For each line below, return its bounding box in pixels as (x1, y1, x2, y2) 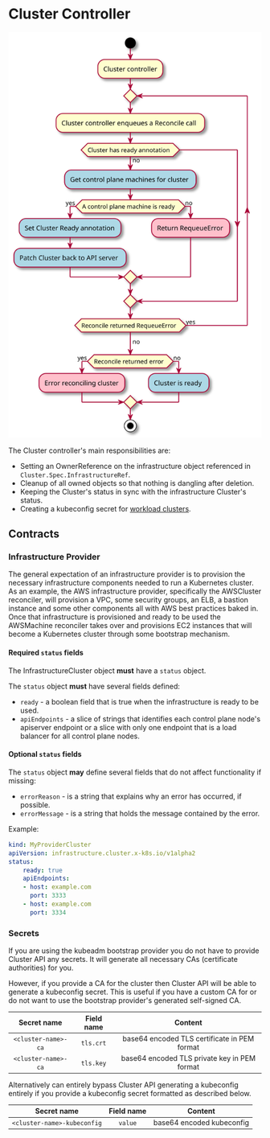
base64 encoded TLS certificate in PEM (122, 1033, 255, 1043)
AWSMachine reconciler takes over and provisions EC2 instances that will (8, 621, 252, 631)
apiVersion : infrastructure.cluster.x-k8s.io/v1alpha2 (8, 849, 196, 857)
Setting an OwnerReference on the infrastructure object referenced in (19, 461, 251, 470)
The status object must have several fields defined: (8, 681, 181, 691)
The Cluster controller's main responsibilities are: (8, 446, 171, 455)
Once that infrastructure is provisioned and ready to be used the (8, 612, 221, 622)
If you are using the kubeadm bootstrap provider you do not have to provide (8, 946, 260, 955)
